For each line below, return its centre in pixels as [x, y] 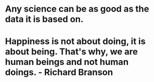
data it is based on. [44, 19]
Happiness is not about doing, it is [75, 41]
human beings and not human [67, 62]
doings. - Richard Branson [59, 73]
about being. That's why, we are [71, 52]
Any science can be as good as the [77, 9]
